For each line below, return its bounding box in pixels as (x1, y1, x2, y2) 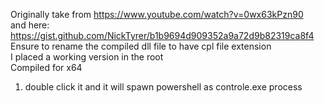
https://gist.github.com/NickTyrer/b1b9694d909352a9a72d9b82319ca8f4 (10, 30, 315, 41)
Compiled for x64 (10, 62, 83, 73)
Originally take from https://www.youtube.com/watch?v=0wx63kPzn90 (10, 9, 304, 20)
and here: (10, 19, 50, 31)
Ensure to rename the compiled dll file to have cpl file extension (10, 40, 272, 52)
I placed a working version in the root (10, 51, 164, 63)
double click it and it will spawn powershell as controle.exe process (24, 81, 303, 93)
